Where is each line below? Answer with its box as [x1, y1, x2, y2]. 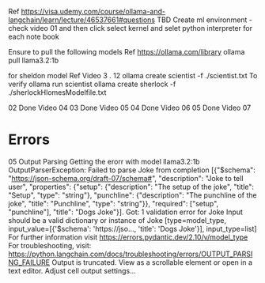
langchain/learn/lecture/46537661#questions [8, 15, 156, 25]
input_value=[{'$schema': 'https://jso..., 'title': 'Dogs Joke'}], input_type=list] [8, 224, 257, 233]
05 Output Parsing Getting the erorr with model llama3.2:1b [8, 157, 200, 166]
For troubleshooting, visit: [8, 240, 92, 250]
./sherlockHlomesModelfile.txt [8, 88, 107, 97]
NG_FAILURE [8, 257, 51, 267]
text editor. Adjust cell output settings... [8, 266, 136, 275]
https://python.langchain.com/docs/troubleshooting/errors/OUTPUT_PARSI [8, 249, 253, 258]
